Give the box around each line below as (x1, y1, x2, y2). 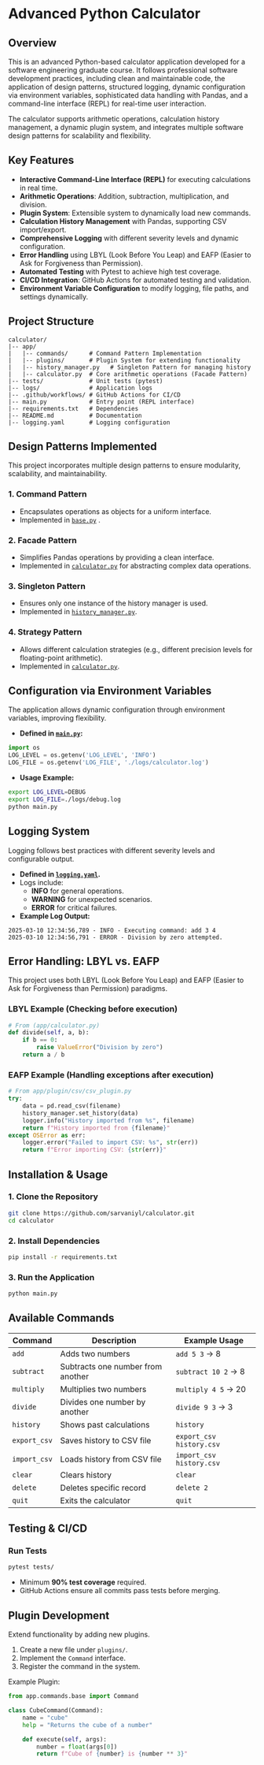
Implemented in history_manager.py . (19, 607, 137, 616)
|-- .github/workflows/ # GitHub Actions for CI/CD (8, 391, 181, 399)
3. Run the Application (8, 1272, 95, 1283)
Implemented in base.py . (19, 515, 101, 524)
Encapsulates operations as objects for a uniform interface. (19, 506, 212, 516)
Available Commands (8, 1312, 115, 1325)
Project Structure (8, 315, 94, 328)
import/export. (19, 225, 67, 234)
